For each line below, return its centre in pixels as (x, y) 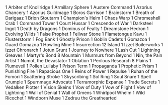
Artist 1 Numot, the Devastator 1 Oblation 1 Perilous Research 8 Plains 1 (78, 61)
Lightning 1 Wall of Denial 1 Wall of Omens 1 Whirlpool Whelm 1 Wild (75, 93)
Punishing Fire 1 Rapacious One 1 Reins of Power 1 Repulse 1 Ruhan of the (81, 71)
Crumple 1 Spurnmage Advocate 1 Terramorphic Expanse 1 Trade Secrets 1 (82, 82)
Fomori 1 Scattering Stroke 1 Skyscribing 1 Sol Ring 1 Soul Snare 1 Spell (78, 77)
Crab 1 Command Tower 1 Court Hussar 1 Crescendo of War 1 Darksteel (79, 23)
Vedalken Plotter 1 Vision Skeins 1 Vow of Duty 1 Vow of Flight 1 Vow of (78, 87)
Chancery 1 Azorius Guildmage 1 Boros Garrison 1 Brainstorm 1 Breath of (80, 13)
